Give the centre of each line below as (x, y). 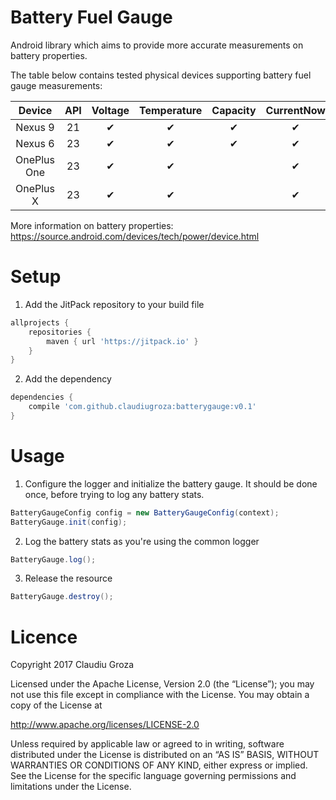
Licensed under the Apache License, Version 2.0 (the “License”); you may (162, 684)
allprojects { (40, 322)
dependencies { (42, 397)
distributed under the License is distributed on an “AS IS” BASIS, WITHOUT (165, 755)
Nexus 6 (35, 143)
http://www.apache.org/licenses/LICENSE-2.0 (105, 725)
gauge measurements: (56, 85)
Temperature (171, 110)
